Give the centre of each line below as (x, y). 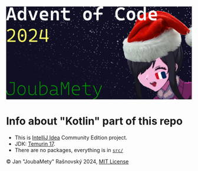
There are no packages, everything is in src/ (69, 150)
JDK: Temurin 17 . (35, 144)
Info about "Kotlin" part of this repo (94, 121)
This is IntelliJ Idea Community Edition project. (71, 137)
